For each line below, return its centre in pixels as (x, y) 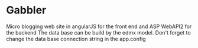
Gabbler (26, 10)
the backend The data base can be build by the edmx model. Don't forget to (98, 32)
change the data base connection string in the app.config (76, 39)
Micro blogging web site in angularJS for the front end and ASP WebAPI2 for (99, 26)
